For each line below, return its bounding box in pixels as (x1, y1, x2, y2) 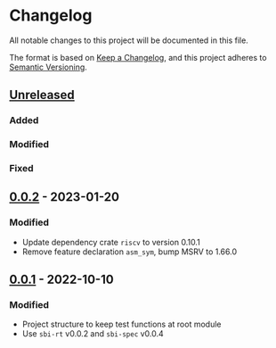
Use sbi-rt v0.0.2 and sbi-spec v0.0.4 (21, 328, 165, 339)
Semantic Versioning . (9, 62, 87, 72)
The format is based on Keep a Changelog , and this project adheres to (9, 52, 267, 62)
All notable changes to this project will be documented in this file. (9, 35, 249, 46)
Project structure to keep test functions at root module (21, 319, 222, 330)
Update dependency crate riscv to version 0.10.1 (21, 236, 200, 247)
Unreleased (9, 87, 76, 103)
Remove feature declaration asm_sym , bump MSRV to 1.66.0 (21, 246, 238, 257)
